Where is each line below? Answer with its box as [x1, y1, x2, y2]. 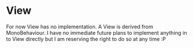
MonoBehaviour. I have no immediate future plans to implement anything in [6, 29, 187, 36]
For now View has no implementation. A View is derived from [6, 23, 154, 30]
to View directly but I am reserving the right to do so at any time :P [6, 35, 166, 42]
